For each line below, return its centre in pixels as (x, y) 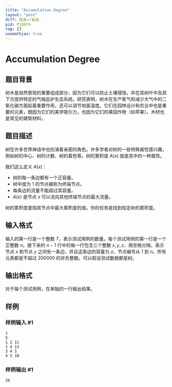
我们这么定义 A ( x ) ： (26, 167)
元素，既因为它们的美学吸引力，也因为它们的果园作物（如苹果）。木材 (87, 112)
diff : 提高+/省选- (24, 19)
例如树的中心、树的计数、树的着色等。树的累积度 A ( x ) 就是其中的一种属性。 (85, 156)
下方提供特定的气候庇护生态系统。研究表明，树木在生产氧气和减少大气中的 (84, 99)
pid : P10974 (18, 24)
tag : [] (14, 29)
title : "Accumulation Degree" (38, 10)
